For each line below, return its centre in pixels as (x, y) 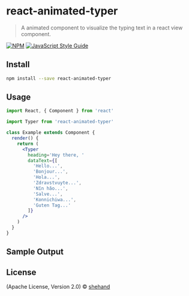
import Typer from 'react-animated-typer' (60, 122)
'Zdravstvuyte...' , (57, 183)
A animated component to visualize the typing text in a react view (102, 28)
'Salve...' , (48, 194)
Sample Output (35, 252)
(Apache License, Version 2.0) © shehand (58, 287)
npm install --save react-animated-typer (59, 78)
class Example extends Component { (51, 133)
